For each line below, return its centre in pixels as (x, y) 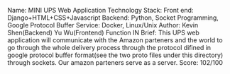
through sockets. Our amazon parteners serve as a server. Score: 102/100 (115, 62)
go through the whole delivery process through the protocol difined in (109, 48)
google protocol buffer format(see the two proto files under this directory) (115, 55)
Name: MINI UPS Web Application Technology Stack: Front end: (100, 10)
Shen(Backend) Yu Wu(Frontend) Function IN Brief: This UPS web (104, 32)
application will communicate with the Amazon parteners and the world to (115, 40)
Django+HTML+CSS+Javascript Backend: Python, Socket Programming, (113, 18)
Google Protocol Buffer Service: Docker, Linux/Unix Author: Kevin (103, 25)
